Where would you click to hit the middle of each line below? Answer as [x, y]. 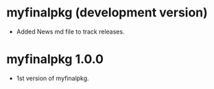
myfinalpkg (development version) [107, 13]
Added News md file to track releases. [70, 31]
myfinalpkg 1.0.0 [55, 59]
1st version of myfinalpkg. [53, 78]
